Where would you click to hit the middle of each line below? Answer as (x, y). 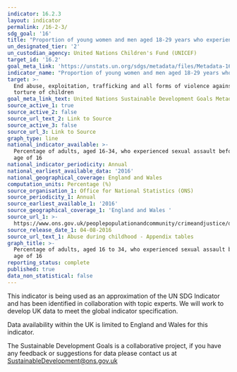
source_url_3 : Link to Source (52, 132)
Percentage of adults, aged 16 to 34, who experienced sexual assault (120, 250)
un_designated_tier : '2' (44, 46)
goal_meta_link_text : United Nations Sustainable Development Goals (110, 99)
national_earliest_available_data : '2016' (71, 171)
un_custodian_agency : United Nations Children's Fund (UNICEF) (102, 54)
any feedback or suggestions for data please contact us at (92, 353)
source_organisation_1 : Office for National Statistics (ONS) (101, 191)
